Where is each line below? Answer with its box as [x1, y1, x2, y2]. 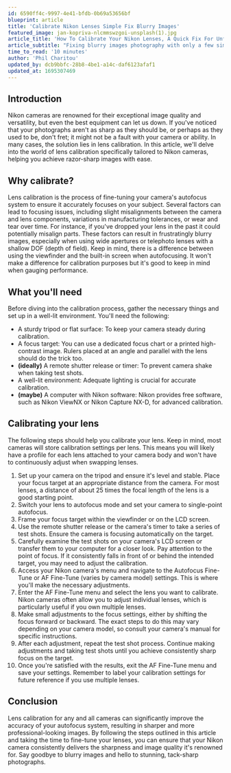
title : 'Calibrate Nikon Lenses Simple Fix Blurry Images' [8, 23, 180, 30]
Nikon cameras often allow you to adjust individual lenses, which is [17, 595, 207, 603]
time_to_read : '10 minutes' [8, 49, 88, 56]
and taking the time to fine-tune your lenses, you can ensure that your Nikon [8, 736, 223, 744]
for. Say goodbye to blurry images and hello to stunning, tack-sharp [8, 750, 199, 759]
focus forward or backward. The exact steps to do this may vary [17, 617, 199, 625]
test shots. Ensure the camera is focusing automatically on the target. [17, 530, 215, 538]
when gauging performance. [8, 266, 88, 275]
